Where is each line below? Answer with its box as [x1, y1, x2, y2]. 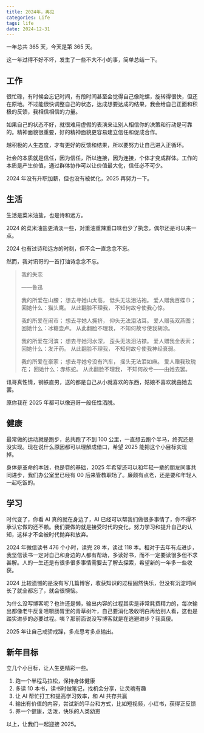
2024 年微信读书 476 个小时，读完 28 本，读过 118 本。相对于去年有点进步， [6, 544, 197, 551]
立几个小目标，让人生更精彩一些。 [6, 664, 92, 672]
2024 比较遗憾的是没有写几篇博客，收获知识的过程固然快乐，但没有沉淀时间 [6, 579, 197, 586]
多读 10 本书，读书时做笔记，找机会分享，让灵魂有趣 [15, 685, 147, 692]
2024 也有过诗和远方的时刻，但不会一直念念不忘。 [6, 245, 133, 252]
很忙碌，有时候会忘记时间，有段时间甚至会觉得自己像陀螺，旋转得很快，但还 [6, 93, 198, 100]
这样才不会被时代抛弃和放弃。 [16, 530, 92, 538]
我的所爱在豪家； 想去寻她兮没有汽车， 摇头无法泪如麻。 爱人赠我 [21, 357, 186, 365]
